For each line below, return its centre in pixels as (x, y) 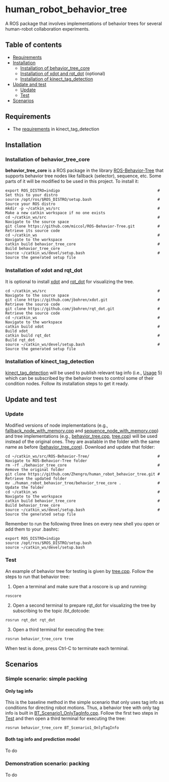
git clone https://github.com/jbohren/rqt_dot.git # (82, 309)
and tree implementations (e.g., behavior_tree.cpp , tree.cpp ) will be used (81, 436)
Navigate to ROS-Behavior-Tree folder (46, 461)
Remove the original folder (35, 470)
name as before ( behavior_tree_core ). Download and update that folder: (80, 447)
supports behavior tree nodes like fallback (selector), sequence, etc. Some (83, 176)
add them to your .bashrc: (32, 529)
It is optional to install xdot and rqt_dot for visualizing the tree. (70, 281)
